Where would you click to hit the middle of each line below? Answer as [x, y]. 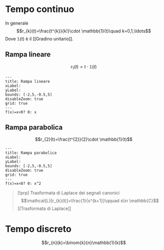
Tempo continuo [40, 9]
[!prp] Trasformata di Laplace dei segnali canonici [68, 193]
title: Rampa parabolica [31, 153]
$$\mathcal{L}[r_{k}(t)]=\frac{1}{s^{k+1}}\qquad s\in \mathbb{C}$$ [90, 201]
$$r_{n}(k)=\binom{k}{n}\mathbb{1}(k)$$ [84, 243]
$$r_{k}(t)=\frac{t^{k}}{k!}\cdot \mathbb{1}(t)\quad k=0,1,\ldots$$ [84, 31]
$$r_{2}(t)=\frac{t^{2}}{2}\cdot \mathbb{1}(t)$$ [84, 139]
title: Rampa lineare [28, 81]
